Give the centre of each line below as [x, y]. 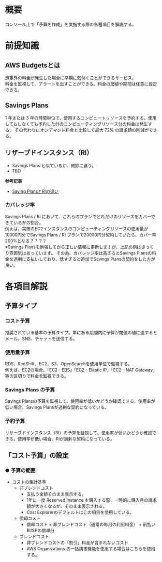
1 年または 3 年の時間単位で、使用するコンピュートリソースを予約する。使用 [81, 118]
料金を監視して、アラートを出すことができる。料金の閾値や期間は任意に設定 [81, 84]
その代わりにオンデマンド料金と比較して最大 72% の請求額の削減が [81, 130]
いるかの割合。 [28, 222]
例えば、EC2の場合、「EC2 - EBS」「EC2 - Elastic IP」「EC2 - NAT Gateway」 [81, 370]
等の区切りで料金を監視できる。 [37, 376]
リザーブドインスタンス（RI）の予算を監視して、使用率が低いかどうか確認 [79, 432]
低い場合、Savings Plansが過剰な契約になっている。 [57, 407]
